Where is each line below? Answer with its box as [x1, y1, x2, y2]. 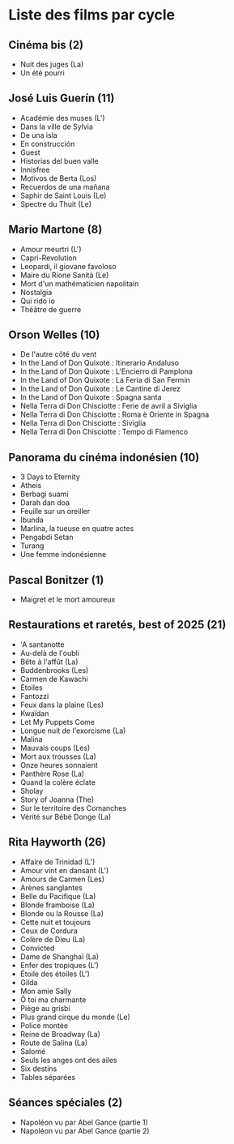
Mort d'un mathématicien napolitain [19, 278, 139, 289]
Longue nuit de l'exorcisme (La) [19, 726, 126, 735]
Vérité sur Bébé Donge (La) [19, 812, 112, 821]
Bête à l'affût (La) [19, 657, 79, 666]
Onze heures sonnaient [19, 760, 99, 769]
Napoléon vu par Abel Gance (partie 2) [19, 1125, 150, 1136]
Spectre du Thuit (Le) [19, 199, 91, 208]
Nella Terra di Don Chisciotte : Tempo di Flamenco [19, 427, 189, 437]
